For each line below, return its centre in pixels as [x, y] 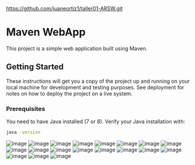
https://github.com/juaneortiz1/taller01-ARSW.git [65, 9]
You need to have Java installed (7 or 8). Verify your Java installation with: [96, 122]
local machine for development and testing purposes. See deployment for [95, 87]
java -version [23, 132]
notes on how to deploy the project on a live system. [69, 93]
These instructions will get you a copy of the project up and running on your [98, 81]
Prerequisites [26, 109]
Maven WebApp [46, 32]
